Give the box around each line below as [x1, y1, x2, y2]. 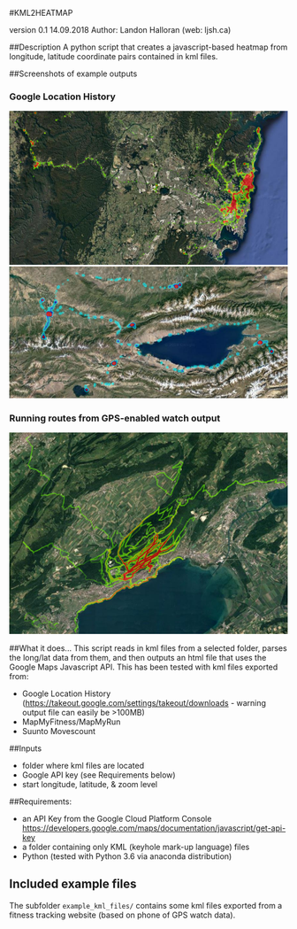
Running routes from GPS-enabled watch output [9, 412, 221, 424]
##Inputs [9, 743, 42, 754]
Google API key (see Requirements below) [21, 770, 176, 780]
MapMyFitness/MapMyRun [21, 716, 121, 727]
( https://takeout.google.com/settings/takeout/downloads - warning [21, 697, 267, 708]
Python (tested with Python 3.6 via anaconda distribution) [21, 850, 232, 862]
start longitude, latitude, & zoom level [21, 778, 157, 789]
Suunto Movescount [21, 725, 95, 736]
